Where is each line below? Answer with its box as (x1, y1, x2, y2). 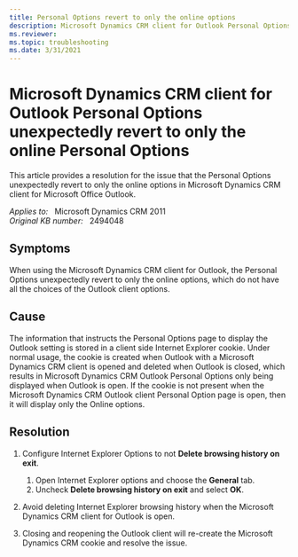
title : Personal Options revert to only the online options (9, 12, 237, 22)
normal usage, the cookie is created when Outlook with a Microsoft (9, 351, 255, 362)
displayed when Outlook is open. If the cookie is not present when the (9, 380, 264, 390)
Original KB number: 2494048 (9, 216, 124, 226)
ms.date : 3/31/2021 (9, 46, 82, 55)
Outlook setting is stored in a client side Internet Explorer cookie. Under (9, 342, 271, 353)
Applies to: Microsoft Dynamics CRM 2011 (9, 206, 166, 217)
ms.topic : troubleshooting (9, 37, 109, 47)
